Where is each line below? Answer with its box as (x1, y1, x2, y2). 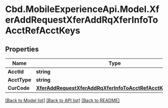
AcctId (7, 68, 24, 75)
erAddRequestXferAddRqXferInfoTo (5, 14, 158, 26)
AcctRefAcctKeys (5, 25, 80, 36)
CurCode (7, 84, 30, 91)
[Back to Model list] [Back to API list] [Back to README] (5, 97, 120, 103)
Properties (5, 45, 39, 53)
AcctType (7, 76, 31, 83)
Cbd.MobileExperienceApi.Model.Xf (5, 4, 159, 15)
